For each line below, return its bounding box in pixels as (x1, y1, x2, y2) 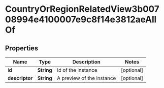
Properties (5, 44, 38, 52)
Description (72, 59, 101, 65)
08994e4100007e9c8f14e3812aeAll (5, 14, 157, 25)
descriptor (7, 75, 33, 82)
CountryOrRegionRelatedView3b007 (5, 3, 160, 15)
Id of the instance (57, 67, 98, 73)
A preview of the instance (57, 75, 116, 82)
